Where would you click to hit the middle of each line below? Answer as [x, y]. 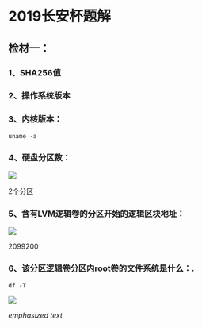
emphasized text [36, 315]
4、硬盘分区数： [40, 157]
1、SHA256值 [35, 72]
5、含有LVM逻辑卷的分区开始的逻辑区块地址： [97, 214]
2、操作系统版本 [39, 96]
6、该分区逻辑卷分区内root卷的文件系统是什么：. [101, 268]
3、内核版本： [35, 119]
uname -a [23, 136]
